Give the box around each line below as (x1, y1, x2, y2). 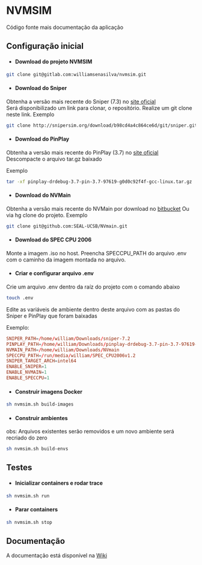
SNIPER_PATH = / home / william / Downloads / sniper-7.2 (6, 336, 130, 342)
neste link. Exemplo (6, 110, 55, 118)
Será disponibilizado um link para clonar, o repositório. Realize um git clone (6, 104, 192, 112)
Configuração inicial (6, 41, 84, 51)
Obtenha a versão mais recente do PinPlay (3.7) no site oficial (6, 148, 159, 156)
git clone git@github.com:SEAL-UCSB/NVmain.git (6, 223, 128, 229)
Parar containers (14, 506, 58, 513)
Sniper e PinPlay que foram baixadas (6, 312, 97, 319)
